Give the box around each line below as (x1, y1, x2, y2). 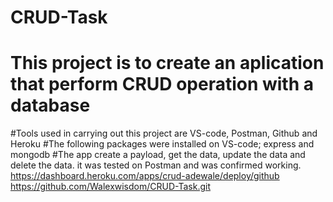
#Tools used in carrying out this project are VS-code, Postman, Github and (10, 127, 318, 140)
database (10, 94, 91, 117)
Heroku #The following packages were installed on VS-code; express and (10, 138, 315, 150)
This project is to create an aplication (10, 52, 325, 75)
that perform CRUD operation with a (10, 73, 315, 96)
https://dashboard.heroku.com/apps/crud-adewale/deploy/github (10, 170, 280, 182)
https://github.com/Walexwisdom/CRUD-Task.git (10, 181, 211, 193)
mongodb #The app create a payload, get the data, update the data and (10, 149, 306, 161)
